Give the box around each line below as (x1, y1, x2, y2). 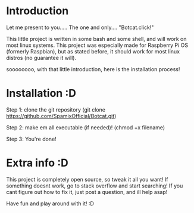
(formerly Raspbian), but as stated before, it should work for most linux (6, 47, 180, 55)
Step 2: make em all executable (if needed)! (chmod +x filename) (6, 123, 165, 131)
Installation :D (6, 87, 76, 100)
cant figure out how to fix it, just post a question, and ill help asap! (6, 188, 168, 195)
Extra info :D (6, 156, 68, 170)
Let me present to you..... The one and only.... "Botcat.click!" (6, 24, 154, 31)
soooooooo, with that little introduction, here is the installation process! (6, 65, 180, 72)
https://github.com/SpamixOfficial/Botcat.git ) (6, 112, 117, 119)
